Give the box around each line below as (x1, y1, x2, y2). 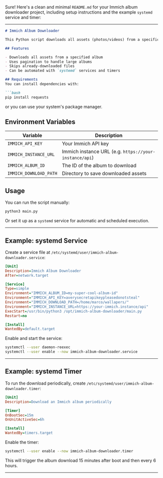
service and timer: (5, 15, 41, 20)
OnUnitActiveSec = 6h (5, 417, 45, 422)
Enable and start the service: (5, 336, 63, 341)
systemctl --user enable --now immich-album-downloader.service (5, 350, 138, 354)
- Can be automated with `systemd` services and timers (5, 68, 120, 73)
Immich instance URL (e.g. (62, 148, 122, 155)
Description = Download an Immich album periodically (5, 399, 112, 404)
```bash (5, 90, 21, 95)
